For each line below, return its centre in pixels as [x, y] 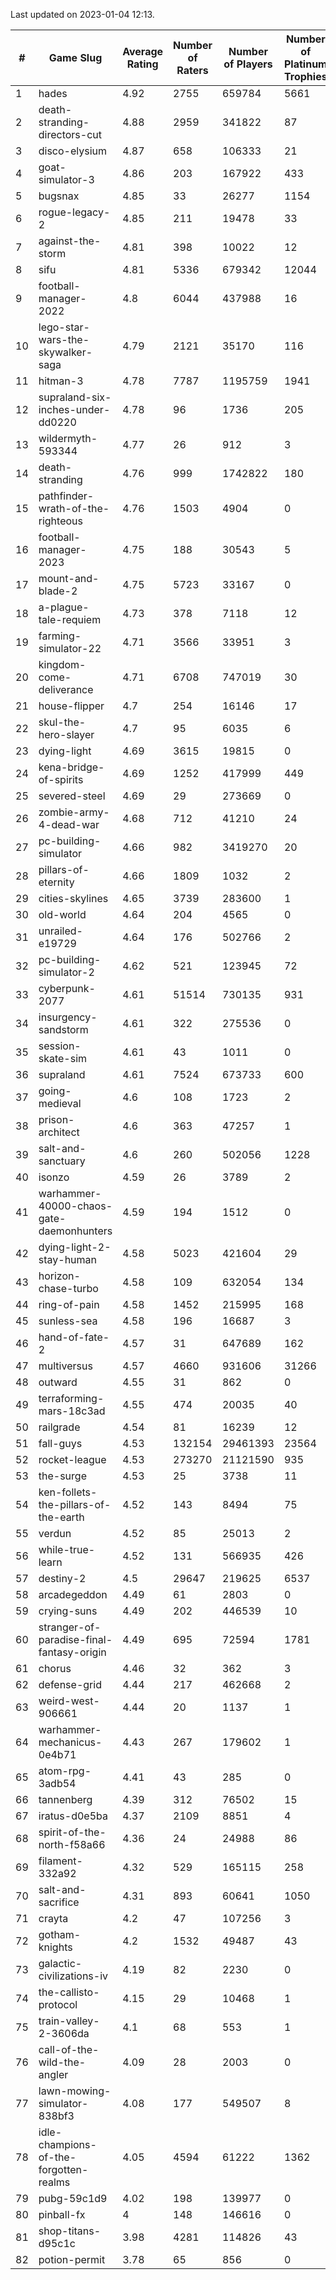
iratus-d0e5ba [73, 1816]
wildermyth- [68, 438]
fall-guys [60, 1443]
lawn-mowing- [75, 2091]
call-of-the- [69, 2049]
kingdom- [62, 664]
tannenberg [65, 1799]
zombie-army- [74, 812]
